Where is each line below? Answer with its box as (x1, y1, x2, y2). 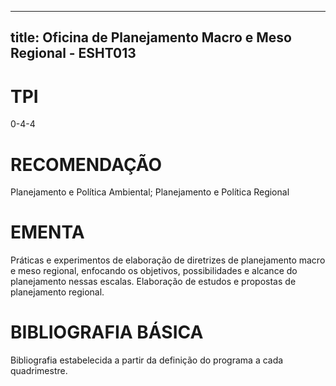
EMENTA (10, 221, 85, 244)
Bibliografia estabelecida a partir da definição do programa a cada (10, 354, 284, 366)
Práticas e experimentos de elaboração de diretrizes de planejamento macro (10, 254, 326, 266)
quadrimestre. (10, 365, 68, 377)
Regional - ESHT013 (10, 45, 137, 62)
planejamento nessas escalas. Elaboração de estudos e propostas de (10, 276, 297, 288)
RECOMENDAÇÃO (10, 153, 163, 176)
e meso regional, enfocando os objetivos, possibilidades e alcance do (10, 265, 298, 277)
